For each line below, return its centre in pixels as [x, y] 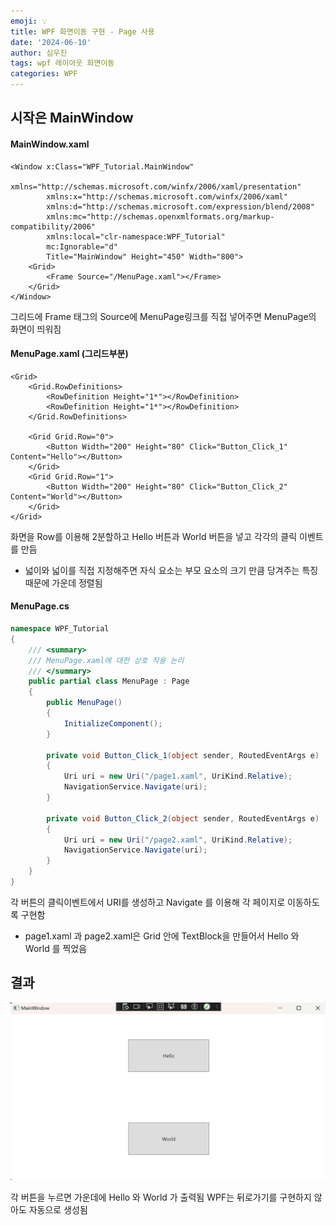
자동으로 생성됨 [58, 1210]
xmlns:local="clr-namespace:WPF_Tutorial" [136, 236]
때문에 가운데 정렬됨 [63, 582]
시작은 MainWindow [72, 118]
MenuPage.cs [40, 606]
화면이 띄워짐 [36, 329]
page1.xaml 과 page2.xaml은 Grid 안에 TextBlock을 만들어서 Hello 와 [162, 936]
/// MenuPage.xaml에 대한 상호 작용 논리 [106, 660]
